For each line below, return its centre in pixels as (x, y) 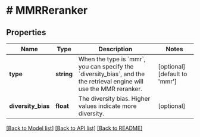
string (64, 74)
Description (115, 49)
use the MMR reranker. (110, 89)
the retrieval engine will (111, 81)
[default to (173, 74)
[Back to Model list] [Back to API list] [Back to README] (74, 128)
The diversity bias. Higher (114, 99)
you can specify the (106, 66)
